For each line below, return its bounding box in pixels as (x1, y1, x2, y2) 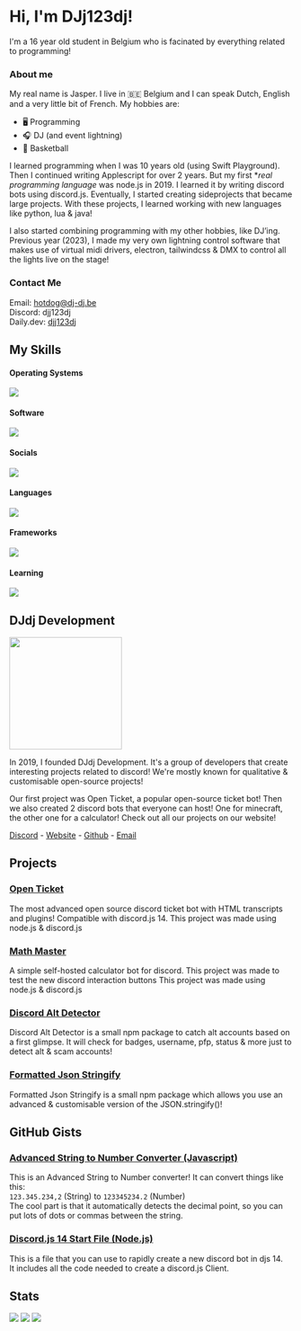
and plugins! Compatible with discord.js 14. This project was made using (9, 912, 277, 923)
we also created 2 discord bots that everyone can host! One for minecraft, (9, 803, 283, 813)
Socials (9, 447, 38, 457)
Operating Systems (9, 367, 84, 378)
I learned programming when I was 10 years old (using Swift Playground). (9, 160, 280, 172)
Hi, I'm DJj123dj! (9, 6, 133, 27)
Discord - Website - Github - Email (9, 830, 137, 840)
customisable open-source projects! (9, 776, 144, 786)
